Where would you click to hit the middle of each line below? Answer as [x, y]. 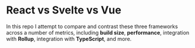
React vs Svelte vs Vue [64, 10]
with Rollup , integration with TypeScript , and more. [69, 39]
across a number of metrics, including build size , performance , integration [98, 32]
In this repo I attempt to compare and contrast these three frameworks [92, 26]
